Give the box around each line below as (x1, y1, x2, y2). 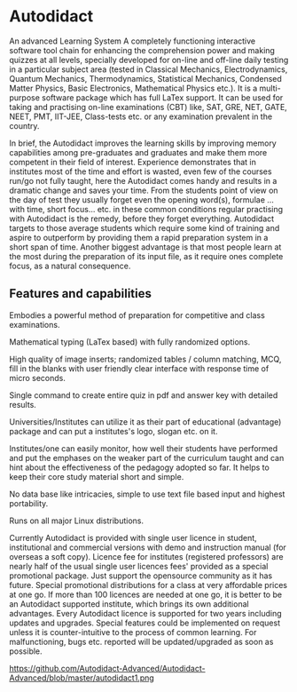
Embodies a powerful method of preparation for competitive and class (9, 309, 266, 321)
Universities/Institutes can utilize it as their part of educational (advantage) (9, 416, 282, 427)
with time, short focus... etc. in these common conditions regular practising (9, 203, 284, 214)
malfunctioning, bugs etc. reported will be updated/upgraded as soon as (9, 636, 274, 647)
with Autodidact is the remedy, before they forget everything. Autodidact (9, 213, 275, 224)
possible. (9, 646, 43, 656)
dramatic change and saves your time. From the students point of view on (9, 185, 278, 195)
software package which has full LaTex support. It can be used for (41, 91, 284, 103)
